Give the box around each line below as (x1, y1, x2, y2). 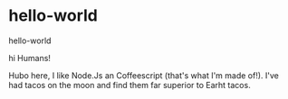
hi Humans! (8, 52, 52, 63)
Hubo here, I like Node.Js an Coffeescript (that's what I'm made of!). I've (8, 69, 280, 81)
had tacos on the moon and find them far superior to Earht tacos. (8, 79, 251, 90)
